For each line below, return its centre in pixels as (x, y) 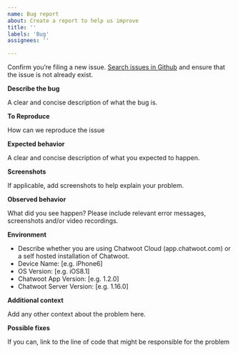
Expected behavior (36, 144)
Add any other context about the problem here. (77, 314)
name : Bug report (33, 14)
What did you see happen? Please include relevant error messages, (107, 213)
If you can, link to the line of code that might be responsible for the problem (119, 342)
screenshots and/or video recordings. (63, 221)
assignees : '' (29, 41)
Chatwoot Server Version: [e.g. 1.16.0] (73, 287)
